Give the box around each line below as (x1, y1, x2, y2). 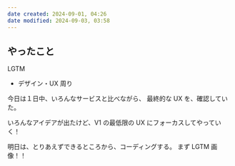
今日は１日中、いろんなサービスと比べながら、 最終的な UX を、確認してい (7, 94, 229, 103)
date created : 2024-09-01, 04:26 (7, 10, 107, 18)
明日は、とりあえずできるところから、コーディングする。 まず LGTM (7, 142, 209, 151)
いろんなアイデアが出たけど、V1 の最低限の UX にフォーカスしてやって (7, 118, 216, 127)
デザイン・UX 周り (17, 79, 73, 88)
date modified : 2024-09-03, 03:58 (7, 17, 111, 24)
